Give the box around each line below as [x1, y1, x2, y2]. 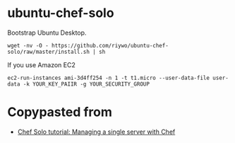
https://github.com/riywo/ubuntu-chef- [52, 42, 169, 49]
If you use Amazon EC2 [7, 60, 76, 69]
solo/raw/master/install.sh [7, 48, 90, 55]
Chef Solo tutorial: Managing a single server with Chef [17, 127, 176, 136]
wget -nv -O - [7, 42, 49, 49]
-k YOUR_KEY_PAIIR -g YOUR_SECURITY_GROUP [23, 80, 150, 88]
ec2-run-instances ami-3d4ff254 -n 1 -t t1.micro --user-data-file [7, 74, 210, 81]
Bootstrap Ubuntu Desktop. [7, 28, 87, 37]
